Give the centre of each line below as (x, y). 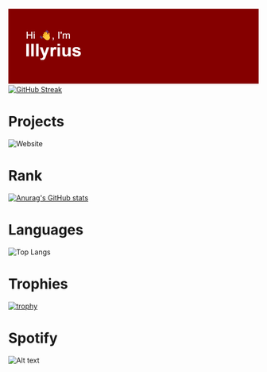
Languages (46, 230)
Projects (37, 122)
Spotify (33, 338)
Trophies (39, 284)
